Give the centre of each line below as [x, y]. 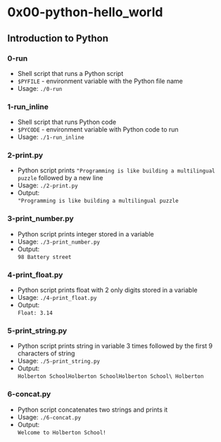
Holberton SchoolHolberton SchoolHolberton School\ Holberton [110, 377]
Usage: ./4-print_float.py [57, 298]
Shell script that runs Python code [67, 122]
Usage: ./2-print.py [48, 185]
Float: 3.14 [35, 313]
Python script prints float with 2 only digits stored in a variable [107, 290]
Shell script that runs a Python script [70, 73]
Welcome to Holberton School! [62, 432]
